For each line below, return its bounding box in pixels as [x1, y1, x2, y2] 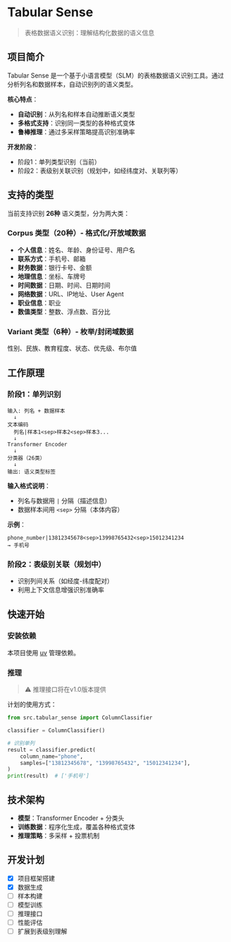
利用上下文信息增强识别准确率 [17, 586, 104, 594]
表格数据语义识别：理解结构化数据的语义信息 [24, 28, 155, 37]
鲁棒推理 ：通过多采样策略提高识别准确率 [17, 128, 135, 136]
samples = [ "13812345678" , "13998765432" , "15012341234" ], [20, 759, 191, 766]
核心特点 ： [7, 94, 39, 103]
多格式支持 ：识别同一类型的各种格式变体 [17, 118, 135, 127]
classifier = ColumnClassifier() [7, 727, 106, 734]
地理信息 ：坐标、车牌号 [17, 272, 86, 281]
